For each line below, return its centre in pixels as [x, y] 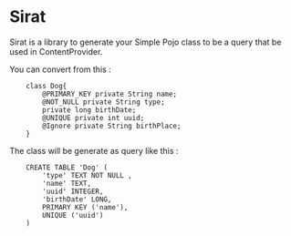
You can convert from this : [60, 69]
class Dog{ [47, 86]
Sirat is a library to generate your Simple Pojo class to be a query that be [145, 42]
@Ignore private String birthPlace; [112, 126]
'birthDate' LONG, [77, 199]
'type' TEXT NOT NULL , [87, 175]
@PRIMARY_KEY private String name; [110, 94]
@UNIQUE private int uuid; [94, 118]
